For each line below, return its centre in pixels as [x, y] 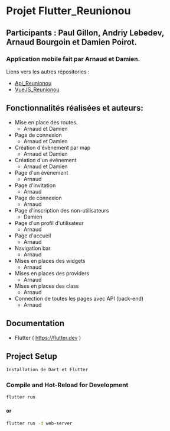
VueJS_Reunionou [37, 89]
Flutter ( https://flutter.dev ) [48, 337]
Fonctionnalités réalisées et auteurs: [75, 108]
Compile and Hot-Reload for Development [67, 385]
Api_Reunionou [33, 83]
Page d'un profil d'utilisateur [49, 223]
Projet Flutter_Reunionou [68, 11]
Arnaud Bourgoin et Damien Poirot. [72, 42]
